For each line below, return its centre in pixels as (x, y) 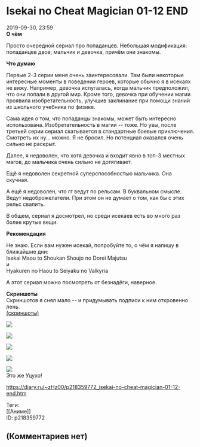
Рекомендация (26, 233)
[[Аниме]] (19, 411)
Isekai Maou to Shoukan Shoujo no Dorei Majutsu (67, 258)
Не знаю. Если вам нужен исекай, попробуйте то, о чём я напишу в (93, 245)
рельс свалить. (26, 204)
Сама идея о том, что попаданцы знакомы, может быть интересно (91, 118)
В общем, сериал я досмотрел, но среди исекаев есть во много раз (93, 215)
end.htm (16, 393)
